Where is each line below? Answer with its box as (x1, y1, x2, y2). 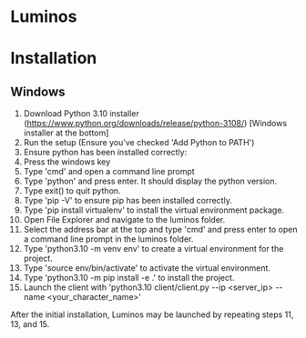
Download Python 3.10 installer (23, 108, 139, 119)
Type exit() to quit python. (23, 185, 121, 196)
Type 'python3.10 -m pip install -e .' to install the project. (23, 273, 235, 283)
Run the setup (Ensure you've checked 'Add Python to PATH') (23, 137, 255, 148)
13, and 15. (10, 319, 50, 330)
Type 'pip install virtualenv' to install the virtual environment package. (23, 204, 285, 215)
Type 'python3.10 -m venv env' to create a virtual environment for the (23, 244, 284, 254)
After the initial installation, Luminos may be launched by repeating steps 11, (10, 309, 294, 320)
